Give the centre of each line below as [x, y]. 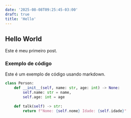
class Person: [20, 83]
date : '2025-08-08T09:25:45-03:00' [42, 10]
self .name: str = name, [47, 93]
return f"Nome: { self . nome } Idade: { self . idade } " [75, 111]
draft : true [17, 14]
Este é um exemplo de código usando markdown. [55, 74]
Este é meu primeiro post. [31, 51]
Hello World [23, 39]
